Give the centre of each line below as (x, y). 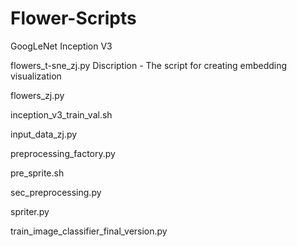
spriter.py (30, 211)
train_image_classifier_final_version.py (89, 231)
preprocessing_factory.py (63, 153)
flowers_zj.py (37, 95)
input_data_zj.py (44, 134)
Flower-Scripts (73, 18)
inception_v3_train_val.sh (61, 114)
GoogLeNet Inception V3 (61, 46)
